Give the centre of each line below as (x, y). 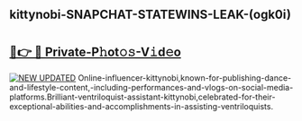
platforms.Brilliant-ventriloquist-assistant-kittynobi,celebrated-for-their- (142, 97)
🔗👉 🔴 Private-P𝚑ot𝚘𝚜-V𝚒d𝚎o (96, 52)
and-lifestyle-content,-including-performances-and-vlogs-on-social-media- (151, 87)
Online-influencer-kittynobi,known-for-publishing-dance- (185, 78)
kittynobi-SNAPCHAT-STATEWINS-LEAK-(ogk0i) (150, 15)
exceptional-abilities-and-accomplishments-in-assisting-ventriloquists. (141, 106)
